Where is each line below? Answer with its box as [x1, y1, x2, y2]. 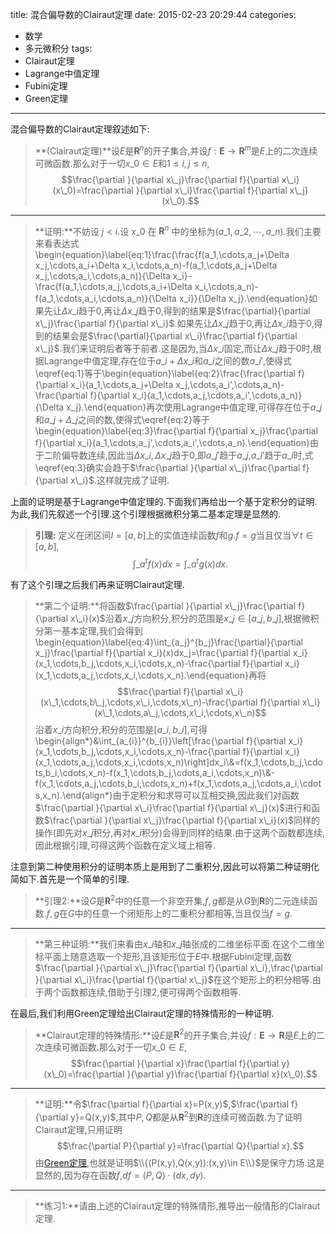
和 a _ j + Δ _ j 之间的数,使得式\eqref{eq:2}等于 [34, 414, 211, 426]
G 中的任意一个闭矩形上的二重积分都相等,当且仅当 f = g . [68, 907, 293, 919]
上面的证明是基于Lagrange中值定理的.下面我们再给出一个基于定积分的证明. [10, 496, 318, 508]
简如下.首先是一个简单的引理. [10, 873, 130, 885]
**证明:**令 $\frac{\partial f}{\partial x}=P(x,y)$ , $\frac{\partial [34, 1098, 290, 1110]
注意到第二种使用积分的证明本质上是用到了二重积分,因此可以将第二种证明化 [10, 860, 320, 872]
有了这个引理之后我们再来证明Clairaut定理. [10, 578, 185, 590]
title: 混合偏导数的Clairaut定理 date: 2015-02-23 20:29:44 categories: [10, 9, 297, 20]
